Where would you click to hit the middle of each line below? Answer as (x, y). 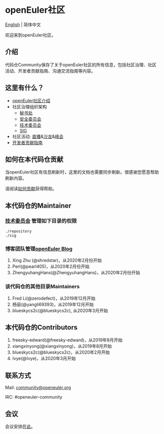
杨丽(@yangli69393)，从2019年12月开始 (53, 304)
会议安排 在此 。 (20, 427)
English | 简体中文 (23, 25)
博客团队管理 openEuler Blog (39, 249)
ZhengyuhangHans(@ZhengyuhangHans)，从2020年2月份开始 (76, 273)
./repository (18, 231)
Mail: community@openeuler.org (38, 387)
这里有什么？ (25, 88)
